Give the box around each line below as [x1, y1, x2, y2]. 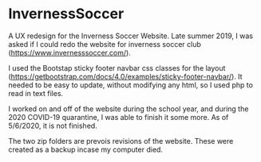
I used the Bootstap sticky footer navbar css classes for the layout [8, 63, 226, 72]
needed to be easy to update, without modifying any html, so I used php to [8, 80, 254, 90]
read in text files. [8, 88, 64, 98]
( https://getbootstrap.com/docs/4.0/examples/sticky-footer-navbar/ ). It [8, 71, 243, 81]
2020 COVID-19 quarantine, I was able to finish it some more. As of [8, 112, 229, 121]
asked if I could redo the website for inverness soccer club [8, 39, 202, 48]
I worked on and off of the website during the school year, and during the [8, 104, 249, 114]
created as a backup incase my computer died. [8, 145, 164, 154]
